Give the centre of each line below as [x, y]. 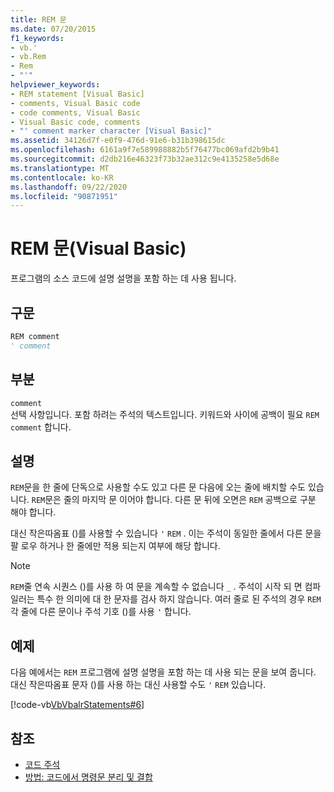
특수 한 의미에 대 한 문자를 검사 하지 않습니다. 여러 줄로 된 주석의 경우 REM [179, 599]
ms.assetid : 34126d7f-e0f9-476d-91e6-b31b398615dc [118, 141]
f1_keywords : [37, 38]
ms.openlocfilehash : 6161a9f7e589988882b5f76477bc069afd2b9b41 [145, 150]
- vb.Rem [28, 57]
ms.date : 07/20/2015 [53, 29]
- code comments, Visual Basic [75, 112]
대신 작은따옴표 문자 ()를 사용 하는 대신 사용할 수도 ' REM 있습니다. [138, 685]
